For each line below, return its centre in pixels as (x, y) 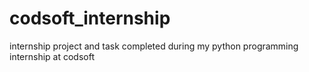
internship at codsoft (52, 56)
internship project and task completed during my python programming (154, 46)
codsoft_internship (90, 18)
